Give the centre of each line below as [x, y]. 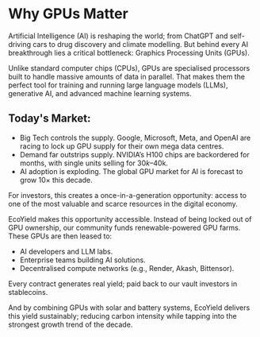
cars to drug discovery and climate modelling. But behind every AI [140, 44]
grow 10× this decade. [56, 180]
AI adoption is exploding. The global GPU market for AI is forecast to [131, 171]
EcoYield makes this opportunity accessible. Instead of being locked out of [130, 219]
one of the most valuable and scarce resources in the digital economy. [123, 203]
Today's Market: [50, 119]
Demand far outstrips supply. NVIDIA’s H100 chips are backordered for [134, 154]
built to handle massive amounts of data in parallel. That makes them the [127, 76]
